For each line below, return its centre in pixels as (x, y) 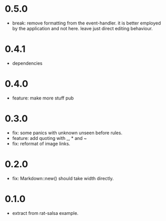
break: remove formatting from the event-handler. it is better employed (87, 23)
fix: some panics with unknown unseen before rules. (67, 133)
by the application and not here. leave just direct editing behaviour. (82, 28)
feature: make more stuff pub (43, 98)
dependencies (27, 63)
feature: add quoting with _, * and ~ (50, 138)
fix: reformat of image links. (41, 143)
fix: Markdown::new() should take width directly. (63, 178)
